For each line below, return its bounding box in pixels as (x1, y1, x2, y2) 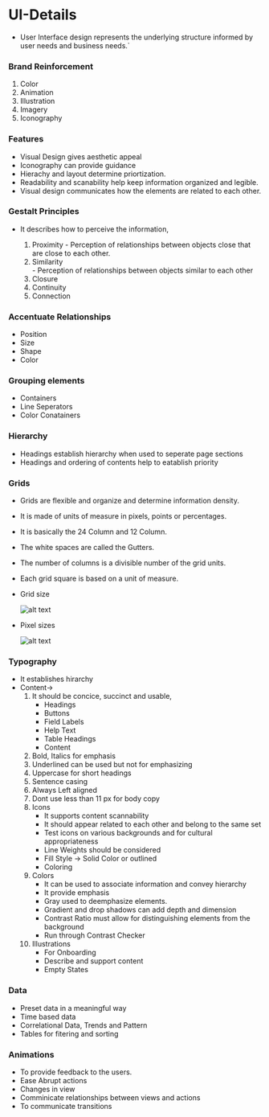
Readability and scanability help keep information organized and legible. (19, 177, 259, 187)
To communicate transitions (19, 1101, 112, 1111)
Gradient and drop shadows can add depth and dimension (43, 905, 237, 914)
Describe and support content (43, 956, 144, 966)
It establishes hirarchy (19, 674, 94, 684)
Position (19, 330, 47, 339)
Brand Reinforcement (8, 60, 94, 72)
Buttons (43, 708, 70, 718)
